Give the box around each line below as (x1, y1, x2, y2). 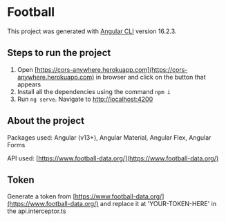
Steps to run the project (7, 47, 111, 59)
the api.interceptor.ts (7, 207, 66, 215)
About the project (7, 115, 85, 127)
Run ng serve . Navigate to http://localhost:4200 (17, 95, 153, 103)
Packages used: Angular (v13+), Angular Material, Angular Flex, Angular (7, 133, 211, 142)
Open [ (17, 65, 37, 73)
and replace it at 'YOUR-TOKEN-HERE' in (100, 200, 217, 208)
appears (17, 80, 41, 89)
